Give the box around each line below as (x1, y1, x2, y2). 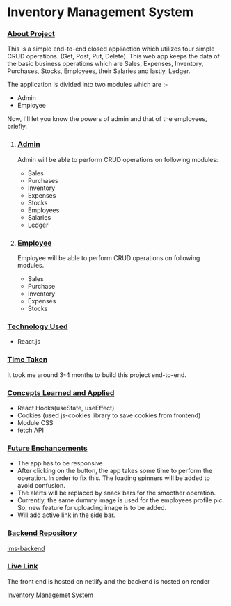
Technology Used (7, 321, 68, 331)
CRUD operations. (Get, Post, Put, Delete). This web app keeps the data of (7, 52, 221, 61)
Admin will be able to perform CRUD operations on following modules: (17, 155, 218, 164)
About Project (7, 29, 56, 39)
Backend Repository (7, 528, 78, 538)
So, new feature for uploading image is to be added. (17, 504, 167, 512)
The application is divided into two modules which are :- (7, 81, 168, 89)
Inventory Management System (7, 4, 193, 20)
